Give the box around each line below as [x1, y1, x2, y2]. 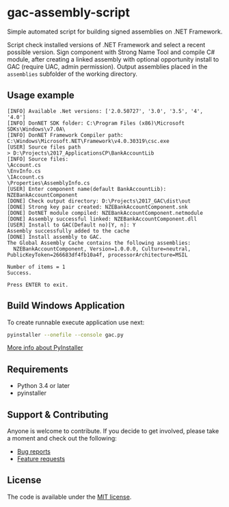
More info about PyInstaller [7, 343, 83, 352]
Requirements [7, 363, 68, 375]
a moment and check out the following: [7, 434, 118, 443]
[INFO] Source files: [7, 155, 69, 162]
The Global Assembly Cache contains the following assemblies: [7, 239, 191, 246]
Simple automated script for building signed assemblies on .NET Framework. [7, 27, 223, 36]
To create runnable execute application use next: [7, 318, 145, 326]
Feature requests [16, 455, 66, 463]
